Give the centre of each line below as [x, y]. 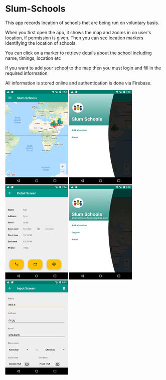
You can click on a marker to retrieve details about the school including [78, 53]
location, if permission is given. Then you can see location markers [74, 38]
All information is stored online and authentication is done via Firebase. [78, 83]
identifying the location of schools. [41, 43]
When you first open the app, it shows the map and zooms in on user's [78, 32]
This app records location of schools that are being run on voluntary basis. [82, 23]
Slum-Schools [35, 9]
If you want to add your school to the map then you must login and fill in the [83, 68]
